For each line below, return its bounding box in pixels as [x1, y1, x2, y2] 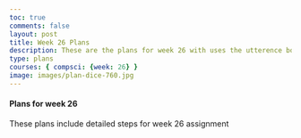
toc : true [9, 12, 47, 22]
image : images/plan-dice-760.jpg [9, 71, 134, 80]
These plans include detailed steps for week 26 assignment [9, 118, 229, 129]
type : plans [9, 54, 54, 63]
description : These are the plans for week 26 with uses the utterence [9, 46, 282, 55]
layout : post [9, 29, 58, 38]
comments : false [9, 21, 70, 30]
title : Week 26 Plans [9, 37, 90, 47]
